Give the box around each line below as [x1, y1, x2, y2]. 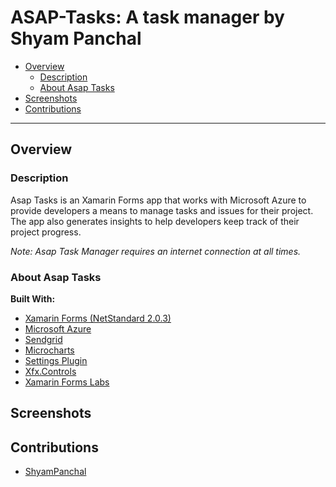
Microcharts [24, 344, 75, 356]
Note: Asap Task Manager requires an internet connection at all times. [10, 245, 302, 257]
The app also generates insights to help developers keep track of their [10, 215, 300, 227]
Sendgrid [24, 333, 63, 345]
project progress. [10, 226, 82, 238]
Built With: [10, 292, 56, 305]
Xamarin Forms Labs [24, 376, 110, 388]
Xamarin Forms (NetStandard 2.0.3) [24, 312, 172, 324]
